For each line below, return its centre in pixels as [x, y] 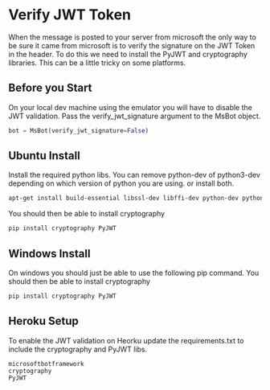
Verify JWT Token [70, 15]
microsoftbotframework [46, 363]
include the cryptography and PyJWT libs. [78, 349]
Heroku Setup [43, 321]
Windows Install [49, 254]
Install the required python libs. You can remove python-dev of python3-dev [135, 175]
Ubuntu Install [44, 156]
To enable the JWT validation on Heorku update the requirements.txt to [126, 340]
